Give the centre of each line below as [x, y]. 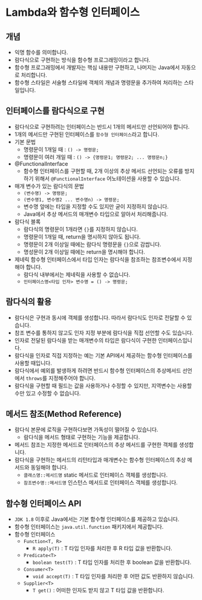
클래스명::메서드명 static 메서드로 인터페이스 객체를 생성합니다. [95, 475]
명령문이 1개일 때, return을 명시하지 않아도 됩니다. [82, 236]
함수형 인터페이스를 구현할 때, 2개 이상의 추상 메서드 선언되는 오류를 [103, 171]
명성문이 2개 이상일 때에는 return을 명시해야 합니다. [84, 252]
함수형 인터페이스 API [44, 504]
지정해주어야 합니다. [72, 378]
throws [34, 379]
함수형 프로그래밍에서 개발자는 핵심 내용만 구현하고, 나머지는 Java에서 [97, 67]
